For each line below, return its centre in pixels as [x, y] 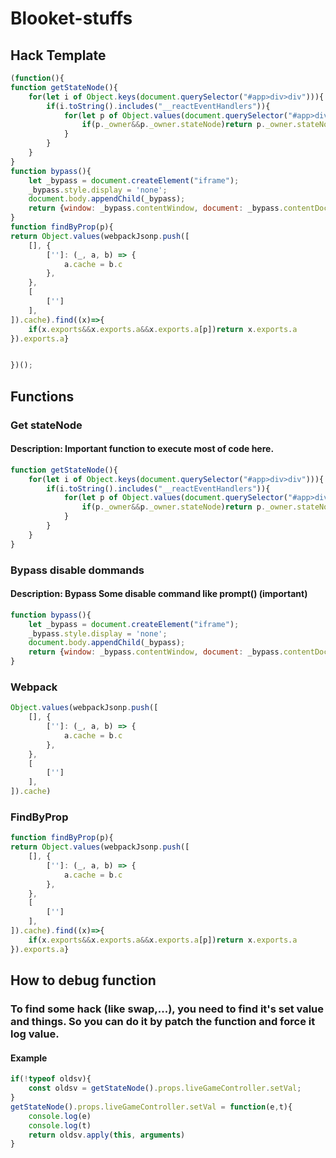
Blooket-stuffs [71, 18]
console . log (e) [60, 1116]
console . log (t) [60, 1125]
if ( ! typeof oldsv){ [51, 1079]
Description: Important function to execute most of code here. [142, 449]
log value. [35, 1034]
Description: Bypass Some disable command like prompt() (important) [159, 594]
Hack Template [58, 55]
